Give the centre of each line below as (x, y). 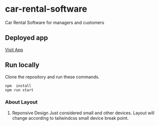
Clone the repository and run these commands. (52, 77)
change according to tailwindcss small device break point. (70, 118)
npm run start (19, 90)
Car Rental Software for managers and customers (55, 22)
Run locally (22, 65)
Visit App (14, 49)
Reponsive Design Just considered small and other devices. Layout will (83, 113)
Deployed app (26, 38)
